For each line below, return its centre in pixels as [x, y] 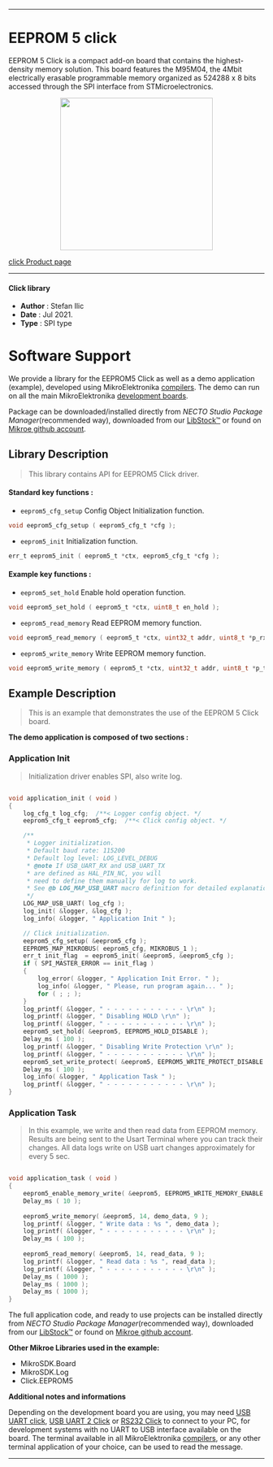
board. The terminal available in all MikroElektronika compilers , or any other [135, 1439]
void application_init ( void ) [63, 798]
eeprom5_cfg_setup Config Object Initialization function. [112, 511]
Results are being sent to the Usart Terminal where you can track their [145, 1139]
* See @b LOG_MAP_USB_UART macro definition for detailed [127, 888]
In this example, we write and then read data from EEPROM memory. [143, 1131]
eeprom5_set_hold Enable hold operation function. [103, 592]
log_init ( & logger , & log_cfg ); [78, 911]
